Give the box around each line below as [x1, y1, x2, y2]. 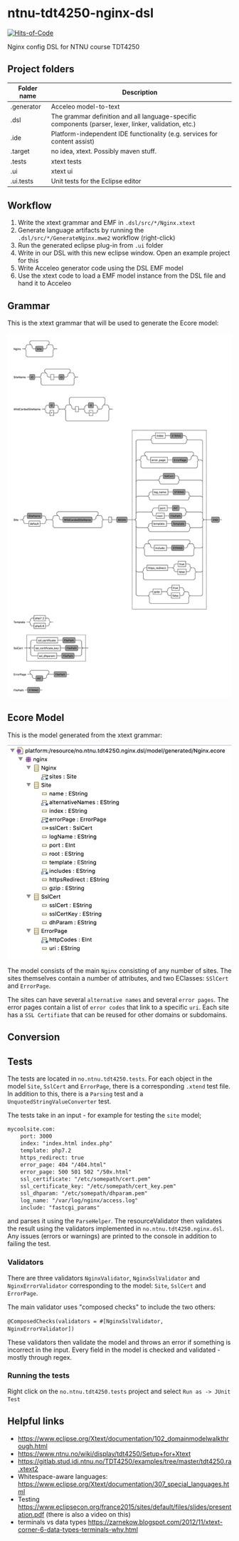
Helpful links [7, 1415, 65, 1428]
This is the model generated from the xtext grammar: [7, 730, 162, 739]
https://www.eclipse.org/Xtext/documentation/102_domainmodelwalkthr [17, 1434, 229, 1443]
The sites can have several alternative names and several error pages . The [7, 996, 229, 1004]
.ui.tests [10, 177, 34, 185]
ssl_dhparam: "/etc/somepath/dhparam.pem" [20, 1190, 148, 1197]
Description [122, 88, 158, 96]
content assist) [51, 137, 95, 146]
